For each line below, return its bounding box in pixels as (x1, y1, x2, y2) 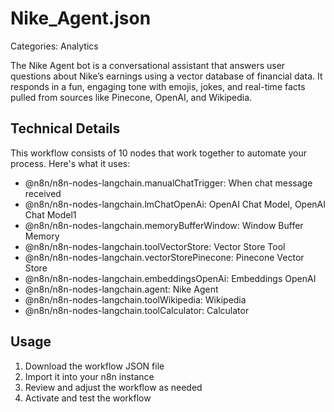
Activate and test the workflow (24, 392, 152, 404)
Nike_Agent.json (10, 7, 152, 30)
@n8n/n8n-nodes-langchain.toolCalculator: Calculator (24, 304, 250, 316)
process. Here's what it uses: (10, 157, 131, 169)
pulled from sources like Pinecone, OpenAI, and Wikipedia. (10, 91, 253, 103)
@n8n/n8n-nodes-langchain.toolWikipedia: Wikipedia (24, 293, 247, 306)
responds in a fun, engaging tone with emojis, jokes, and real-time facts (10, 80, 306, 92)
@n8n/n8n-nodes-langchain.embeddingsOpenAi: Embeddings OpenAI (24, 272, 317, 284)
